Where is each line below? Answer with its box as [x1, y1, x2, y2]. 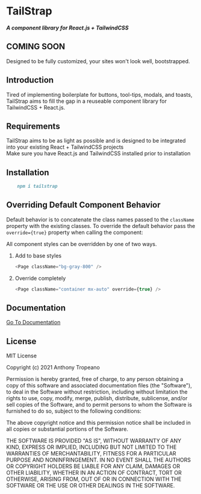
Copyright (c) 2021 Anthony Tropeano [6, 364, 100, 371]
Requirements [6, 121, 60, 131]
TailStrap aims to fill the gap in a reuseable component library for [6, 97, 167, 105]
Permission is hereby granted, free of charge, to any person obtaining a [6, 375, 184, 383]
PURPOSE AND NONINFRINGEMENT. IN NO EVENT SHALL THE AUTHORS [6, 456, 191, 464]
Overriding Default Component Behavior [6, 200, 161, 210]
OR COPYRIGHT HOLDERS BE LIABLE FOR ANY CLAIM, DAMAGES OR [6, 463, 181, 470]
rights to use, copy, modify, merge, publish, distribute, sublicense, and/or [6, 395, 188, 402]
